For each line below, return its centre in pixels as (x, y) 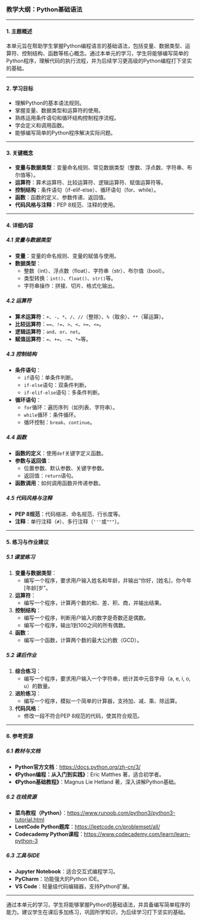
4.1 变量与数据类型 (29, 240)
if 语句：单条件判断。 (50, 378)
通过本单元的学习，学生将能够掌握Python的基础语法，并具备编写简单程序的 (98, 905)
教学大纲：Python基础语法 (44, 9)
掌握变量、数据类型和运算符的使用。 (59, 110)
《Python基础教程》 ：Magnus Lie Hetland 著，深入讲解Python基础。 (97, 782)
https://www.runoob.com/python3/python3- (121, 813)
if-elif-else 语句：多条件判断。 (63, 393)
